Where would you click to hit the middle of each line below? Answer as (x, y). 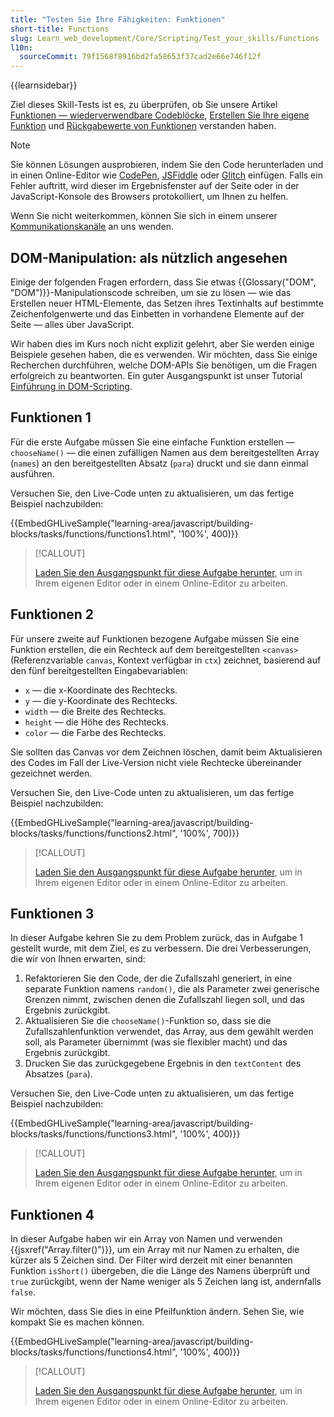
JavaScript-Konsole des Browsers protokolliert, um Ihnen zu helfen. (149, 197)
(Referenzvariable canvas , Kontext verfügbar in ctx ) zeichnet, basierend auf (166, 660)
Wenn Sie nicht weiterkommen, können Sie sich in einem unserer (144, 216)
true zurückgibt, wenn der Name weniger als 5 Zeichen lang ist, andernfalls (166, 1282)
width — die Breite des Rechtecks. (95, 711)
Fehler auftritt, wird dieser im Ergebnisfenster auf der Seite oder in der (155, 186)
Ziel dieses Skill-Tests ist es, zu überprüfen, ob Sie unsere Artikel (144, 105)
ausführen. (32, 473)
